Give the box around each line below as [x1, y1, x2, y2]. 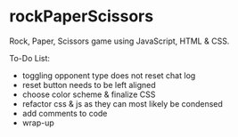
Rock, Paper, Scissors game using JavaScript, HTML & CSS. [9, 36, 230, 46]
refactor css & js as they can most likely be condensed [21, 98, 223, 109]
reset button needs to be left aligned [21, 79, 156, 90]
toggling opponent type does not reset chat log [21, 69, 196, 81]
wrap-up [21, 117, 55, 128]
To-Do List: [9, 52, 51, 63]
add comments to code [21, 108, 108, 118]
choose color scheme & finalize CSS [21, 89, 156, 100]
